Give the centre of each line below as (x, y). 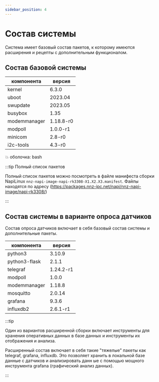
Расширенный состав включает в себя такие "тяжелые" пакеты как (76, 350)
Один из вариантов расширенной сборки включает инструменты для (77, 331)
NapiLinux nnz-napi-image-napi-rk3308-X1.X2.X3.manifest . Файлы (72, 181)
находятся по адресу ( (28, 187)
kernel (15, 90)
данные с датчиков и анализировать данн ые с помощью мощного (75, 361)
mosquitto (19, 293)
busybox (18, 114)
